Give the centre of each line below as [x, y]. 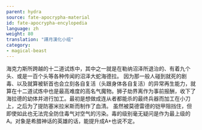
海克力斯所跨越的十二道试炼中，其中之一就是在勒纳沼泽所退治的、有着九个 [98, 68]
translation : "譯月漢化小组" [40, 40]
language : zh [23, 28]
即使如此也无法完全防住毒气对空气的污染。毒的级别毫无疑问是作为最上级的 [98, 113]
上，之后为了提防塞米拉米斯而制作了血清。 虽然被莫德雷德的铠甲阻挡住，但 [99, 106]
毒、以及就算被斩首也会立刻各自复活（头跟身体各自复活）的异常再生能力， [98, 83]
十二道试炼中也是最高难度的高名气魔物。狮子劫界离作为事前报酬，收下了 [106, 91]
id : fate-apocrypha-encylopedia [47, 23]
